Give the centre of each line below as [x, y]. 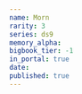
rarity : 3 [28, 26]
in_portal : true [39, 59]
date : [19, 68]
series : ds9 [31, 34]
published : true [39, 76]
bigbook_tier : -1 [41, 51]
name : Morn [29, 17]
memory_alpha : [36, 43]
